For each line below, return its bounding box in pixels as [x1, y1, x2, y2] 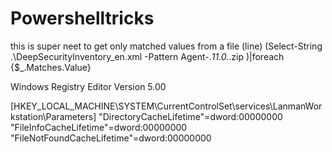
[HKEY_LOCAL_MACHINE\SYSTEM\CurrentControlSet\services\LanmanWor [10, 100, 323, 112]
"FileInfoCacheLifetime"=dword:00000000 [10, 121, 188, 133]
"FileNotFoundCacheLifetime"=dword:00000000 [10, 132, 212, 144]
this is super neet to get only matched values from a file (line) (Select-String [10, 40, 323, 52]
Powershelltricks [10, 7, 155, 30]
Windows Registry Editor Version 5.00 [10, 80, 167, 92]
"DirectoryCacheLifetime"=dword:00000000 [98, 110, 283, 122]
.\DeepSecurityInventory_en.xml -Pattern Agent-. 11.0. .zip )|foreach [10, 50, 285, 62]
